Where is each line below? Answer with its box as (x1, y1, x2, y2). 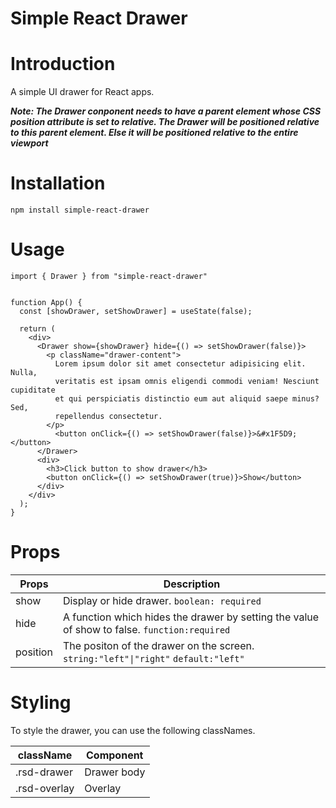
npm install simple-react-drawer (10, 205, 150, 216)
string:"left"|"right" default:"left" (62, 653, 245, 664)
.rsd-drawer (15, 765, 73, 779)
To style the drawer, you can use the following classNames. (10, 724, 256, 736)
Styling (10, 692, 72, 714)
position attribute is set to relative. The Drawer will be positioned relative (10, 116, 320, 128)
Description (163, 577, 221, 591)
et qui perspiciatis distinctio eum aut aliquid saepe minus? (54, 394, 320, 404)
